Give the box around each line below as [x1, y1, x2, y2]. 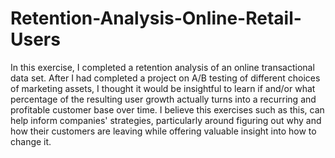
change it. [10, 135, 52, 147]
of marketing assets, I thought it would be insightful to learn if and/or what [10, 82, 316, 94]
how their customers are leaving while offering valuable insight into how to [10, 125, 317, 137]
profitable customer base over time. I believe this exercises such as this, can [10, 103, 325, 116]
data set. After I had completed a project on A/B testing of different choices [10, 72, 321, 84]
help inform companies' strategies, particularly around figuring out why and [10, 114, 322, 126]
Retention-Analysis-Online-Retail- [10, 7, 302, 30]
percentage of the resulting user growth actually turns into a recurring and [10, 93, 317, 105]
